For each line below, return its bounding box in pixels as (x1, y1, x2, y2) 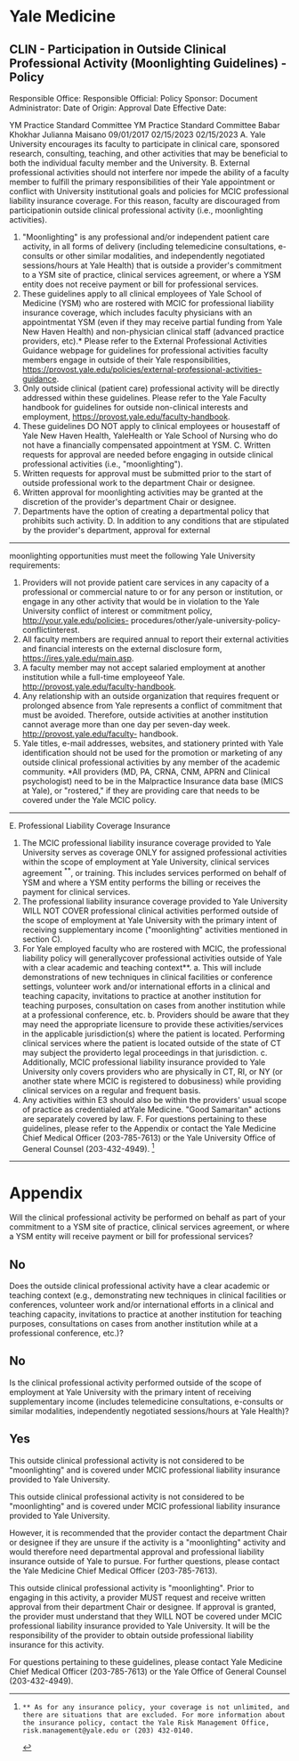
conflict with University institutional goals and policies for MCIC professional (9, 186, 289, 197)
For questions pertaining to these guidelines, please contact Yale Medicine (9, 1656, 283, 1667)
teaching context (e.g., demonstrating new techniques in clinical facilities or (9, 1290, 287, 1301)
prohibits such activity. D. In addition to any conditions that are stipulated (21, 515, 289, 526)
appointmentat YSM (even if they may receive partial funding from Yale (21, 317, 283, 327)
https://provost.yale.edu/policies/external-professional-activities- (21, 364, 263, 375)
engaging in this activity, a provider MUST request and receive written (9, 1592, 266, 1603)
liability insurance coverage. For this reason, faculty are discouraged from (9, 196, 280, 206)
